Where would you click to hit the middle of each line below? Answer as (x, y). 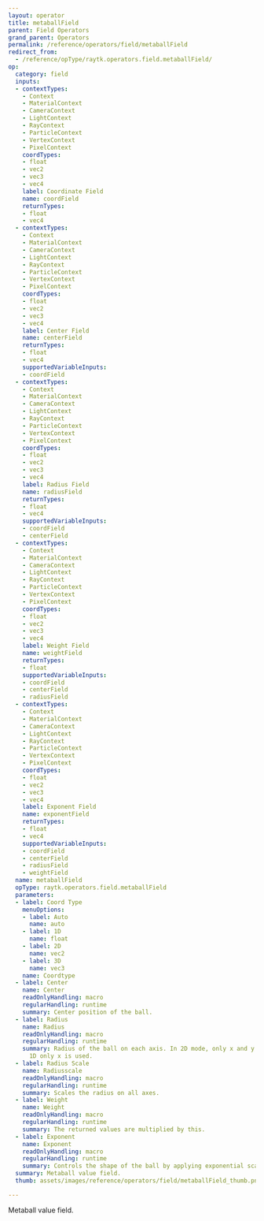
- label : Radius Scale (52, 1063)
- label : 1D (42, 932)
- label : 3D (42, 961)
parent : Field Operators (49, 30)
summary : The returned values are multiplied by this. (114, 1129)
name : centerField (52, 338)
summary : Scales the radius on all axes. (91, 1093)
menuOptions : (44, 910)
